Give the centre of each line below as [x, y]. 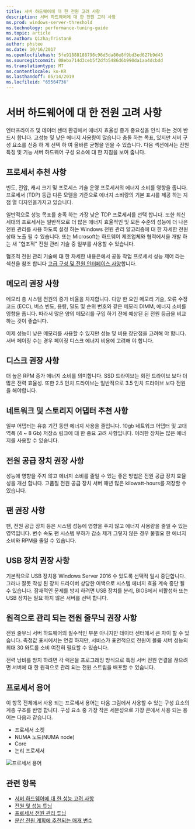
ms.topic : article [28, 33]
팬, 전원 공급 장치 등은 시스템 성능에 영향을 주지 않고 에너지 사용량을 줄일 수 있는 [97, 526]
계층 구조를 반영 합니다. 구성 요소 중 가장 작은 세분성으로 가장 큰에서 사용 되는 [94, 710]
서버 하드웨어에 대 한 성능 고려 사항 [54, 799]
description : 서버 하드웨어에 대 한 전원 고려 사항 [61, 17]
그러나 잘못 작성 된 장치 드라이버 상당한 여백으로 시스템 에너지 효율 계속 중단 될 [95, 583]
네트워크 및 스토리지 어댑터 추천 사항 [67, 411]
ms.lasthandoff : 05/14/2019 [40, 77]
